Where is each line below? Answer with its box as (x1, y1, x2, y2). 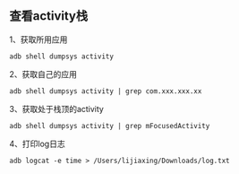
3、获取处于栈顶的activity (9, 103, 105, 114)
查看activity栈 (9, 8, 89, 24)
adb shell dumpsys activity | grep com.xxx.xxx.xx (9, 86, 202, 96)
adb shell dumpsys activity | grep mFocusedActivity (9, 121, 210, 130)
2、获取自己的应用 (9, 68, 78, 79)
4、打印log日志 (9, 138, 65, 149)
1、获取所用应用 (9, 34, 68, 45)
